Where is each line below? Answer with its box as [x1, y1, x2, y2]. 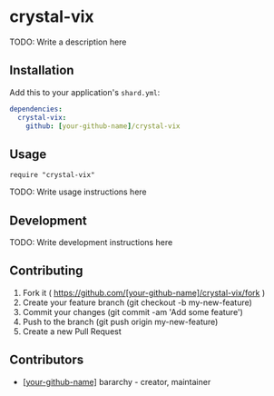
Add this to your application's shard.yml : [9, 86, 161, 97]
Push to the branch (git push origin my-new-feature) [22, 316, 219, 327]
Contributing [9, 263, 83, 279]
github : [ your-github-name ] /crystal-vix [25, 121, 181, 131]
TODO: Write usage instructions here [9, 186, 147, 197]
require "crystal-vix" [9, 171, 95, 180]
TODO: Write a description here [9, 36, 127, 47]
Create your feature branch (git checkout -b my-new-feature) [22, 297, 252, 308]
